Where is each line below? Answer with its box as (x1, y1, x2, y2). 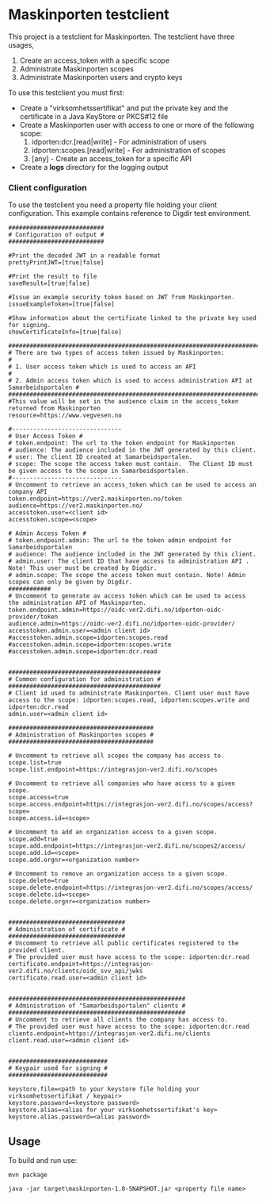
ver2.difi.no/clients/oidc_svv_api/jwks (8, 967, 144, 976)
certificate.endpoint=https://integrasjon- (8, 960, 154, 968)
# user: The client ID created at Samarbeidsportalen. (8, 453, 193, 461)
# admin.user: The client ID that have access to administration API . (8, 557, 249, 565)
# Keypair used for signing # (8, 1064, 108, 1072)
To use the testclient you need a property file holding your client (8, 200, 218, 210)
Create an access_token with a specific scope (19, 56, 170, 65)
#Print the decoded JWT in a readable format (8, 252, 161, 260)
